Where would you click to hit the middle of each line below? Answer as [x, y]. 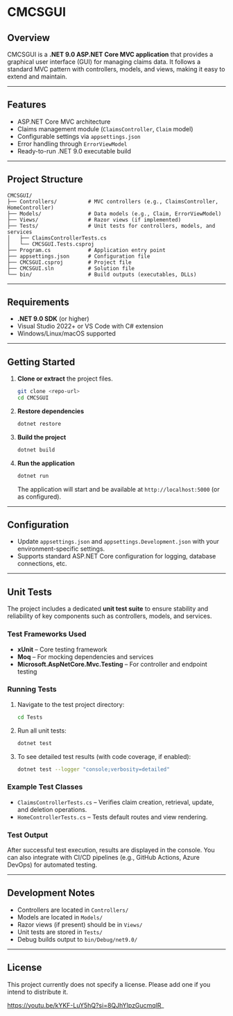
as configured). [39, 497]
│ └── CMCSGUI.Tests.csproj [51, 244]
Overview [29, 38]
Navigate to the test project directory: [71, 704]
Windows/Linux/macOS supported [67, 333]
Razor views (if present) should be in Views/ [80, 924]
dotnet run [33, 476]
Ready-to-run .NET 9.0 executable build [74, 151]
